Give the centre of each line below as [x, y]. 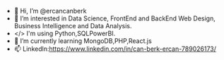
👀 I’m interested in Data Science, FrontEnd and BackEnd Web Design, [114, 18]
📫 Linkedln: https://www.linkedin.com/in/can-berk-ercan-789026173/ [115, 49]
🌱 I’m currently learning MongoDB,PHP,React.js [83, 41]
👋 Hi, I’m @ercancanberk [50, 11]
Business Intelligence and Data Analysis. [73, 26]
